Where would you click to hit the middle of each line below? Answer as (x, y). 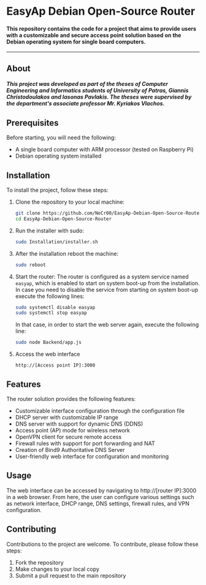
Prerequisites (32, 123)
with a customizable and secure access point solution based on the (94, 35)
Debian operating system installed (58, 156)
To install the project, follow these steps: (57, 190)
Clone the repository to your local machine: (70, 202)
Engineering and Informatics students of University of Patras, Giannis (97, 91)
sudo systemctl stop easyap (51, 313)
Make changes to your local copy (57, 569)
